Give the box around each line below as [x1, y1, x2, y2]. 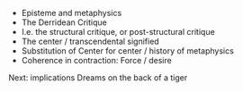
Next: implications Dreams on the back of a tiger [8, 72, 188, 83]
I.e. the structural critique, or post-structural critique [21, 27, 215, 37]
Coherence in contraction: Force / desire [21, 55, 172, 65]
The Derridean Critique [21, 17, 107, 28]
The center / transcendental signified [21, 36, 159, 46]
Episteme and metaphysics [21, 8, 122, 18]
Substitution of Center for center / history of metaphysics [21, 46, 235, 56]
